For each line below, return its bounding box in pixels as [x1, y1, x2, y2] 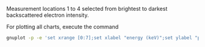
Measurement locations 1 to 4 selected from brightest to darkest [6, 5, 168, 12]
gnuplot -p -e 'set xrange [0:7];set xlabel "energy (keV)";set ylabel [6, 35, 192, 41]
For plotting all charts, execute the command [6, 23, 119, 30]
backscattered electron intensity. [6, 11, 89, 19]
